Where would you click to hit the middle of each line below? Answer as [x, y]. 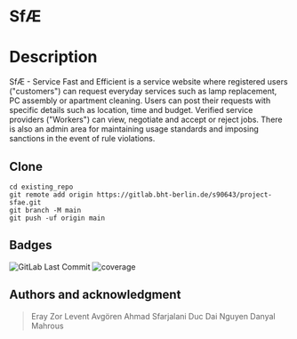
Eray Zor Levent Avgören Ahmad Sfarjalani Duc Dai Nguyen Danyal [153, 316]
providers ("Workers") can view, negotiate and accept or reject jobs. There [146, 120]
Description [53, 57]
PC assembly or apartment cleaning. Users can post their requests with [140, 101]
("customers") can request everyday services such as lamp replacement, [143, 92]
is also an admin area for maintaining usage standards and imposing [134, 129]
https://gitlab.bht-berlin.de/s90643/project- [185, 194]
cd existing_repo [41, 187]
